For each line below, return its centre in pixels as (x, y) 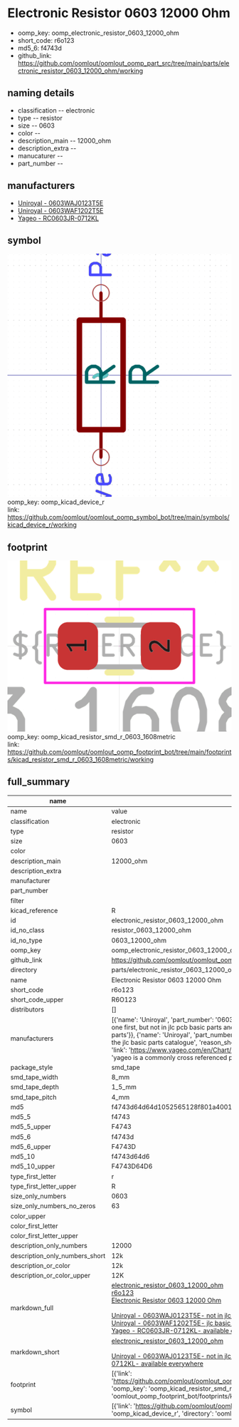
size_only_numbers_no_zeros (53, 1206)
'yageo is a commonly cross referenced (169, 1057)
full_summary (39, 782)
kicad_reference (34, 910)
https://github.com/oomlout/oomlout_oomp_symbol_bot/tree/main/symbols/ (118, 517)
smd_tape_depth (34, 1087)
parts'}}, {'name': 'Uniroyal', (152, 1034)
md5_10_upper (33, 1166)
